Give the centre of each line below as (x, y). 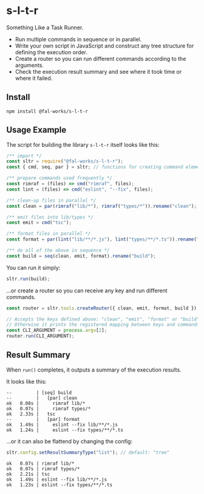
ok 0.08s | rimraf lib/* (46, 403)
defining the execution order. (51, 52)
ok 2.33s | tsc (31, 414)
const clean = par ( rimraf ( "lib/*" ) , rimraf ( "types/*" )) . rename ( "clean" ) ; (102, 206)
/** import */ (24, 156)
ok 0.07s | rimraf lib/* (40, 464)
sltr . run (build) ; (28, 279)
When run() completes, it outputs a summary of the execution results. (94, 370)
